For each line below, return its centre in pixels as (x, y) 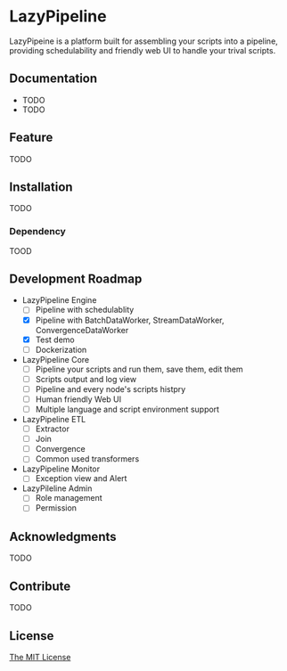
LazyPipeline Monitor (61, 469)
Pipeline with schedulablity (85, 310)
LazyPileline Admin (57, 488)
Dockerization (61, 349)
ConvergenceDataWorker (82, 330)
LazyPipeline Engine (59, 300)
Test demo (55, 340)
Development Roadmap (76, 279)
